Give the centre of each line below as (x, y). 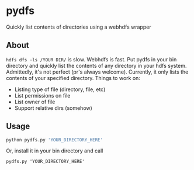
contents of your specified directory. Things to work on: (73, 78)
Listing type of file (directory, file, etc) (60, 89)
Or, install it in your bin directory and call (55, 151)
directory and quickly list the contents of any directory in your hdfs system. (96, 65)
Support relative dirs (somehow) (53, 108)
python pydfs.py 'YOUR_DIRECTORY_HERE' (55, 140)
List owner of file (35, 102)
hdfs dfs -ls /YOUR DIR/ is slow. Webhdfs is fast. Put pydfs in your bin (91, 59)
